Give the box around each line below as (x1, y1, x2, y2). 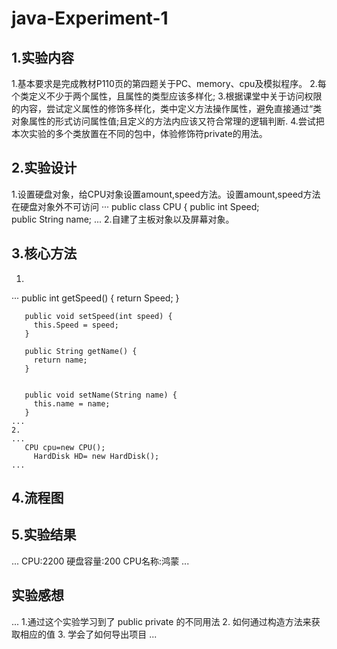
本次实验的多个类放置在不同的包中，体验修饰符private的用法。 (11, 128, 268, 139)
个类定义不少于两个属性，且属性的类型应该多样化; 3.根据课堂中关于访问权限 (11, 90, 323, 102)
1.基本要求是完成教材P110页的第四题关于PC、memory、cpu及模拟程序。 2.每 (11, 78, 327, 89)
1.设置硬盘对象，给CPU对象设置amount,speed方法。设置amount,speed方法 (11, 188, 321, 200)
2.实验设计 (11, 160, 78, 177)
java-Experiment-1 (11, 7, 169, 30)
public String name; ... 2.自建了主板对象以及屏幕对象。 (11, 213, 235, 225)
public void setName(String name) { (24, 390, 178, 400)
